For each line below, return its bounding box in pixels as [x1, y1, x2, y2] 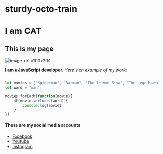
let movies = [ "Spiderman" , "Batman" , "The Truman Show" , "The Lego [5, 81, 147, 86]
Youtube [12, 138, 29, 144]
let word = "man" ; [5, 85, 42, 90]
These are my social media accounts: [5, 122, 82, 128]
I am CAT [5, 26, 42, 37]
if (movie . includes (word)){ [14, 98, 68, 103]
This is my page [5, 45, 54, 53]
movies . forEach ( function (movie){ [5, 93, 73, 99]
